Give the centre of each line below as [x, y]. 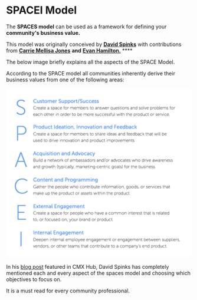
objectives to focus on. [34, 279]
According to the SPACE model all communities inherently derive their [91, 73]
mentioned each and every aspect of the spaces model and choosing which [98, 273]
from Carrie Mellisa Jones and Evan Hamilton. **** [69, 50]
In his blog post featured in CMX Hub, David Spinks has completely [88, 267]
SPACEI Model [42, 10]
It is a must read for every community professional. [68, 291]
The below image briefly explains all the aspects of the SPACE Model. [91, 62]
